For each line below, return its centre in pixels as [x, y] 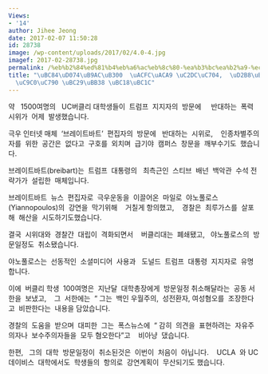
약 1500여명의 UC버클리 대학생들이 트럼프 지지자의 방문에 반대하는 [123, 106]
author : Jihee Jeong [43, 30]
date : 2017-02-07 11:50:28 [53, 38]
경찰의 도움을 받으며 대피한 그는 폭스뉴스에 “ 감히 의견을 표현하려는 [120, 325]
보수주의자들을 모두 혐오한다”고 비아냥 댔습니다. [110, 335]
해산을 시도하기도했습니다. [60, 217]
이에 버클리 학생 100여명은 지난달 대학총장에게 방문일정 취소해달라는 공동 [128, 288]
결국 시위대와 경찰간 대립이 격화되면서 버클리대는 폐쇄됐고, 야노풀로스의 [129, 234]
